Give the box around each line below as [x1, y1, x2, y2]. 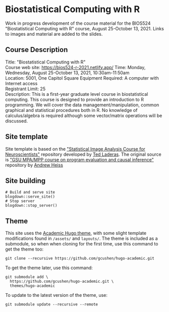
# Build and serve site [5, 190, 55, 195]
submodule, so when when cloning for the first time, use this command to [5, 241, 158, 247]
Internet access [5, 80, 38, 86]
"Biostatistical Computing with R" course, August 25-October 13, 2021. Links [5, 25, 164, 31]
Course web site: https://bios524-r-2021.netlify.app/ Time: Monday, [5, 64, 146, 70]
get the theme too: [5, 246, 44, 253]
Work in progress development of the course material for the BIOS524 [5, 20, 151, 26]
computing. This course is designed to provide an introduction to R [5, 96, 144, 102]
